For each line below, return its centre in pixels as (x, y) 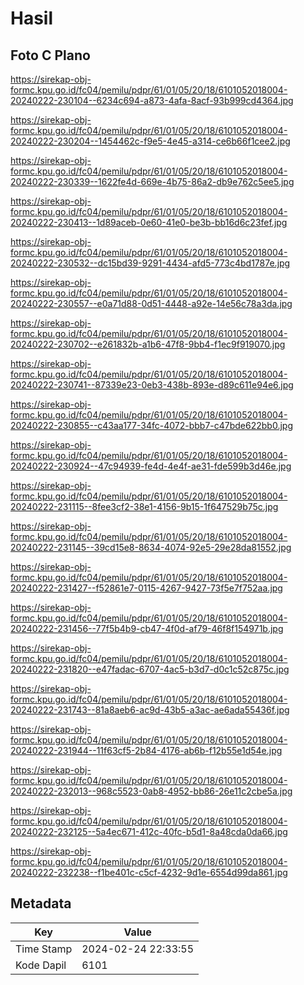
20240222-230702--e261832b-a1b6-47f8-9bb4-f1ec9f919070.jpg (148, 344)
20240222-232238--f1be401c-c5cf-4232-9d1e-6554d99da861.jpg (149, 872)
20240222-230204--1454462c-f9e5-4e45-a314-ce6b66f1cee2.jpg (150, 141)
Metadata (41, 903)
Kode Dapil (41, 965)
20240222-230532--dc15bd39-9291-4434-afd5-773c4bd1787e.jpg (150, 263)
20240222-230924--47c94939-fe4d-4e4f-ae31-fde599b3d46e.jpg (151, 466)
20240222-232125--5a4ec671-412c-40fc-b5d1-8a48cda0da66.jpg (149, 831)
